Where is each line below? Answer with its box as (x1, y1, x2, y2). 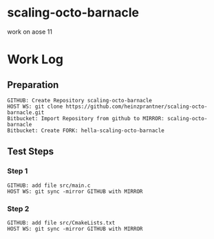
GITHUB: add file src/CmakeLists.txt (7, 219, 116, 226)
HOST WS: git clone (7, 103, 63, 110)
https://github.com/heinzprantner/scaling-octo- (65, 103, 208, 110)
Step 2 (7, 204, 30, 214)
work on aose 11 (7, 27, 53, 36)
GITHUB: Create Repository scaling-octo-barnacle (7, 97, 153, 104)
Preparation (7, 79, 59, 91)
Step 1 (7, 166, 28, 176)
